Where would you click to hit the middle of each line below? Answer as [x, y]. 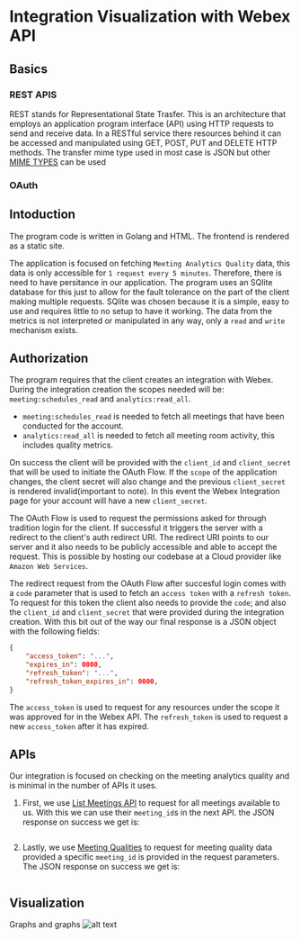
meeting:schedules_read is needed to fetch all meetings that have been [153, 417]
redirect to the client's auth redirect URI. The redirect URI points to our [139, 537]
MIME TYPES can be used [57, 162]
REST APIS [33, 95]
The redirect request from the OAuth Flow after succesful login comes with [148, 583]
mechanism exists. [44, 330]
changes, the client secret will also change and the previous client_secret [147, 482]
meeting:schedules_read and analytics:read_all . [100, 399]
